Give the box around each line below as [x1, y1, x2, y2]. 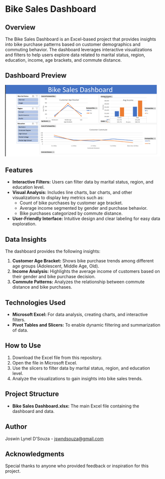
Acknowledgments [5, 450, 65, 458]
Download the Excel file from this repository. [12, 354, 102, 361]
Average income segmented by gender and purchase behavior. [19, 205, 148, 211]
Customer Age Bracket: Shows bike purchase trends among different [12, 258, 154, 264]
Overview [5, 23, 36, 32]
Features [5, 166, 33, 175]
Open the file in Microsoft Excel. [12, 360, 77, 366]
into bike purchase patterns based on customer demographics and [5, 41, 140, 47]
